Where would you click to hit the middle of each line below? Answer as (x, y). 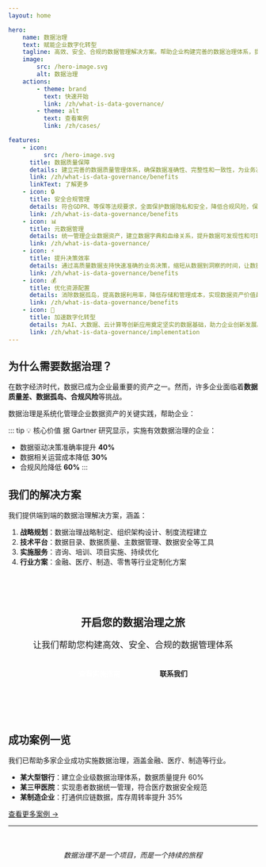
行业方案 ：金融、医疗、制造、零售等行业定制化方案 (103, 562)
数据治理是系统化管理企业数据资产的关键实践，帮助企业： (102, 414)
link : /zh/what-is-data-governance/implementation (114, 332)
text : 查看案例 (66, 119)
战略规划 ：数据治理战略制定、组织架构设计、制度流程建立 (113, 532)
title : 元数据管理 (57, 229)
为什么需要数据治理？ (60, 366)
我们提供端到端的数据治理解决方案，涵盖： (78, 515)
